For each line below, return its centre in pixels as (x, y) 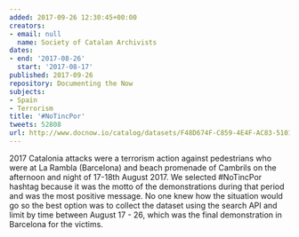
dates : (21, 51)
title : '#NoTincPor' (48, 116)
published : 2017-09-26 (51, 75)
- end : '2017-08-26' (48, 59)
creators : (28, 26)
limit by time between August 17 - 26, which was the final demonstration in (145, 215)
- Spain (24, 100)
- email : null (36, 34)
